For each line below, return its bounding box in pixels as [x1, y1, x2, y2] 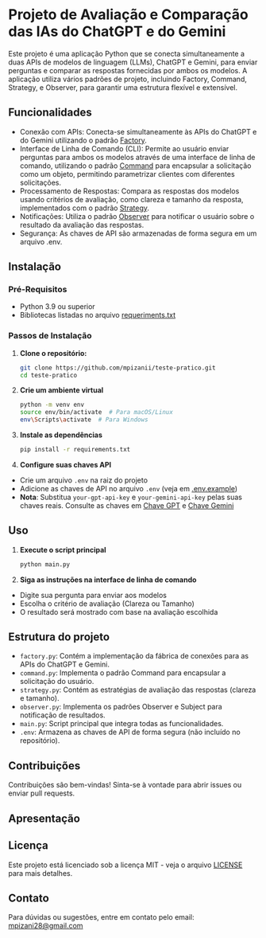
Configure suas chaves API [19, 459, 112, 469]
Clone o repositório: [19, 348, 87, 358]
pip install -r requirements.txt [19, 446, 131, 454]
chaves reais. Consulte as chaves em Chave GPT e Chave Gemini [19, 500, 234, 510]
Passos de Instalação [8, 330, 92, 342]
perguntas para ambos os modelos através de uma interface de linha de [19, 152, 256, 162]
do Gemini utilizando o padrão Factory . [19, 135, 147, 145]
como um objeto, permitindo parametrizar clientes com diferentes [19, 169, 236, 178]
